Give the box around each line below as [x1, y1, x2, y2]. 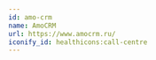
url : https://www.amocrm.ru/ [8, 29, 116, 38]
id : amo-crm [8, 12, 52, 22]
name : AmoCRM [8, 21, 57, 30]
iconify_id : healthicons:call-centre [8, 37, 148, 47]
